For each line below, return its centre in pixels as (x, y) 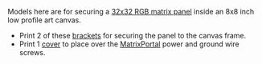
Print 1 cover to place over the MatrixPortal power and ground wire (129, 44)
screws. (32, 52)
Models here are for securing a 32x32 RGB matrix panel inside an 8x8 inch (131, 12)
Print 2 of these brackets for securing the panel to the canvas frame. (133, 36)
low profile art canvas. (45, 20)
